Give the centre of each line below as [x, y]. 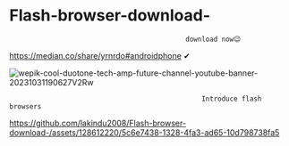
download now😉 [213, 39]
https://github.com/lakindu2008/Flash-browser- [98, 123]
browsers [25, 106]
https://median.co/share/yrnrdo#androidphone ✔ [100, 55]
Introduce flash [231, 99]
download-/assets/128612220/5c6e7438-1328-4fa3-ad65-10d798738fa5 [144, 132]
